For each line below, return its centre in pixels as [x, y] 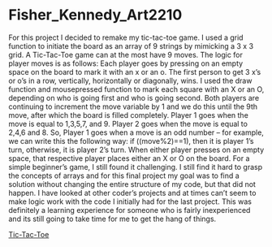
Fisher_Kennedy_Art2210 [95, 15]
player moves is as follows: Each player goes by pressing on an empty [126, 63]
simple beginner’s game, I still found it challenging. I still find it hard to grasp [136, 167]
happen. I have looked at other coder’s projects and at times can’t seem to [132, 193]
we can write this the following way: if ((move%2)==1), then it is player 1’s [131, 141]
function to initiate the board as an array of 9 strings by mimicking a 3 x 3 [131, 45]
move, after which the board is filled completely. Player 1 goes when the [129, 115]
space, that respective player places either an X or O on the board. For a [129, 158]
